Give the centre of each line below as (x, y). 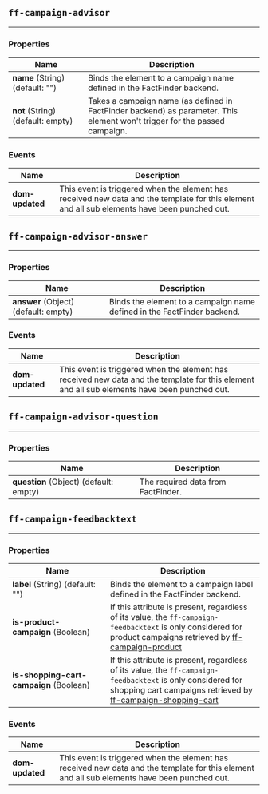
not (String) (34, 111)
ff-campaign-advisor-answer (78, 236)
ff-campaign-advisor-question (83, 417)
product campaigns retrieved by (170, 637)
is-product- (36, 622)
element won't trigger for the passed (156, 121)
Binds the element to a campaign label (182, 585)
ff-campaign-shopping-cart (164, 701)
